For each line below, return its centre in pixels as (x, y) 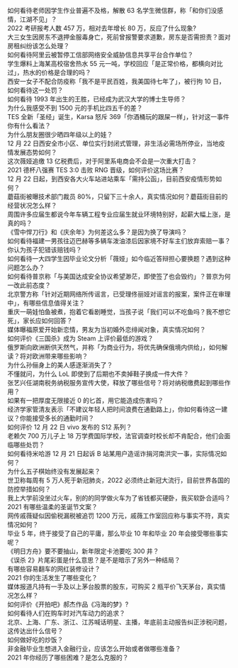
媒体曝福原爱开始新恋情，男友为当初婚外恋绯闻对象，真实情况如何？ (107, 329)
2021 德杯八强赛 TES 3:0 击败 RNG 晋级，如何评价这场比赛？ (96, 170)
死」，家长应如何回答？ (40, 321)
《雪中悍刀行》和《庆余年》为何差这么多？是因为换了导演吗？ (97, 232)
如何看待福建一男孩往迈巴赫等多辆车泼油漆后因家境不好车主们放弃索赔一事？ (119, 241)
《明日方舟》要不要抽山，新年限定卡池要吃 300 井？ (83, 551)
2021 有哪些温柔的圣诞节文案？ (52, 507)
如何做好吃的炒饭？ (35, 640)
